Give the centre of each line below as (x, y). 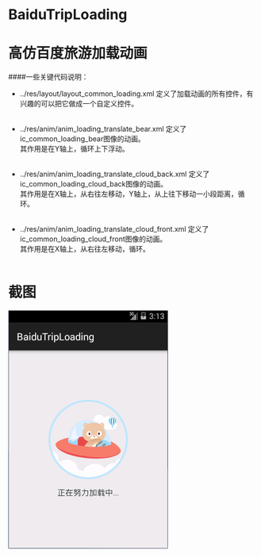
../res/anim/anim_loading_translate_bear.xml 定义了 (103, 129)
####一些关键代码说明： (48, 77)
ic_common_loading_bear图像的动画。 (82, 139)
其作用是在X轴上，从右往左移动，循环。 (85, 249)
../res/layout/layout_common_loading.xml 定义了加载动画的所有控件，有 (136, 94)
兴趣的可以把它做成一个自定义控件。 (79, 104)
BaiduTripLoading (68, 15)
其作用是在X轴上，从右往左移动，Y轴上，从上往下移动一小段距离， (129, 194)
